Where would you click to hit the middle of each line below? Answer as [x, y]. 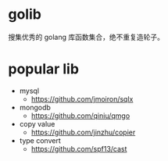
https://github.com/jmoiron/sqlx [82, 98]
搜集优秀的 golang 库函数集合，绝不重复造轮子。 [86, 37]
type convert [40, 140]
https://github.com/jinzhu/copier [83, 132]
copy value [37, 123]
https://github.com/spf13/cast [79, 148]
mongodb [35, 107]
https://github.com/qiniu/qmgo [80, 116]
